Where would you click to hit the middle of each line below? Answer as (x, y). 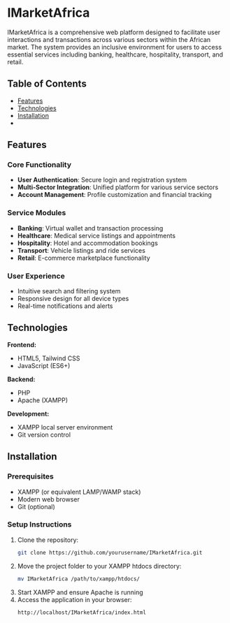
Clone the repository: (48, 540)
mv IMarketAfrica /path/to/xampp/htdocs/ (78, 579)
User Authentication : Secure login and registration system (102, 180)
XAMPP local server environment (65, 427)
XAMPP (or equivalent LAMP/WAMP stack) (79, 492)
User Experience (36, 276)
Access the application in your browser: (74, 599)
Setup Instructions (39, 525)
